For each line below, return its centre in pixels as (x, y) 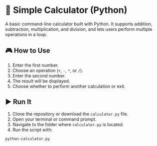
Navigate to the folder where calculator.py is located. (68, 124)
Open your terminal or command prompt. (54, 119)
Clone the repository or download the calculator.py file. (70, 114)
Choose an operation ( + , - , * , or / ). (48, 70)
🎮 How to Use (28, 51)
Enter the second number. (39, 75)
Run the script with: (32, 130)
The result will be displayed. (41, 81)
